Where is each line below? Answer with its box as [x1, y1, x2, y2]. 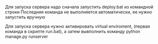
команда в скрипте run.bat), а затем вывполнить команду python [5, 29, 140, 34]
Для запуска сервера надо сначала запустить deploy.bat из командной [5, 4, 154, 10]
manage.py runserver [5, 33, 49, 39]
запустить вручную [5, 14, 45, 20]
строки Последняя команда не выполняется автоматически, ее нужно [5, 9, 152, 15]
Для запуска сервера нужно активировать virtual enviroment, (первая [5, 23, 150, 29]
